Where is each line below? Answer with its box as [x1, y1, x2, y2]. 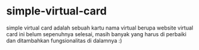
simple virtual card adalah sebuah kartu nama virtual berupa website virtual [6, 24, 194, 31]
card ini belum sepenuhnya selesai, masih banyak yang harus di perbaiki [6, 30, 187, 37]
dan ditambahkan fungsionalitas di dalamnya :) [6, 37, 122, 44]
